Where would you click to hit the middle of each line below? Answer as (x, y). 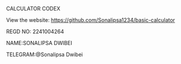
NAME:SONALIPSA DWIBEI (39, 43)
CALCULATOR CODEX (33, 9)
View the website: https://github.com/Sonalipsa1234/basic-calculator (90, 20)
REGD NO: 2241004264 (35, 31)
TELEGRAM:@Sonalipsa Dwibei (45, 55)
